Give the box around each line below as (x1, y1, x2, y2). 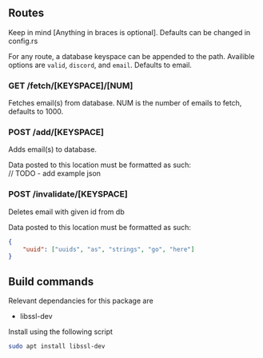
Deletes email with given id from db (8, 207, 126, 217)
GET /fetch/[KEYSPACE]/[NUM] (8, 80, 133, 91)
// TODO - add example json (8, 169, 102, 178)
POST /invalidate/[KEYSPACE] (8, 189, 128, 200)
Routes (8, 6, 45, 20)
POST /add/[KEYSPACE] (8, 127, 104, 138)
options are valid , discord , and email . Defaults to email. (8, 60, 192, 70)
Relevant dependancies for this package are (8, 296, 153, 306)
